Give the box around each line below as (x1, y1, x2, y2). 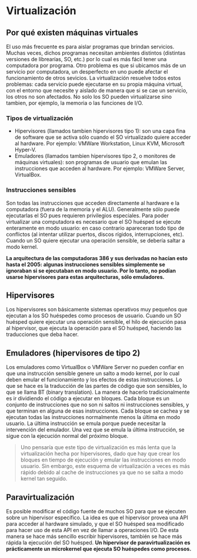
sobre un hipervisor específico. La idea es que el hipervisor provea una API (6, 514, 188, 522)
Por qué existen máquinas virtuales (6, 28, 138, 38)
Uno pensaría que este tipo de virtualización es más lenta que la (20, 444, 176, 451)
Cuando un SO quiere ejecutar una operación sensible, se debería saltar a (6, 237, 185, 244)
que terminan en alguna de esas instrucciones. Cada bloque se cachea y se (6, 407, 190, 414)
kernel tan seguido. (20, 475, 68, 482)
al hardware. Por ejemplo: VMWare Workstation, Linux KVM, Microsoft (14, 140, 185, 147)
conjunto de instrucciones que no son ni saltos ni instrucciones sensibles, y (6, 401, 189, 408)
